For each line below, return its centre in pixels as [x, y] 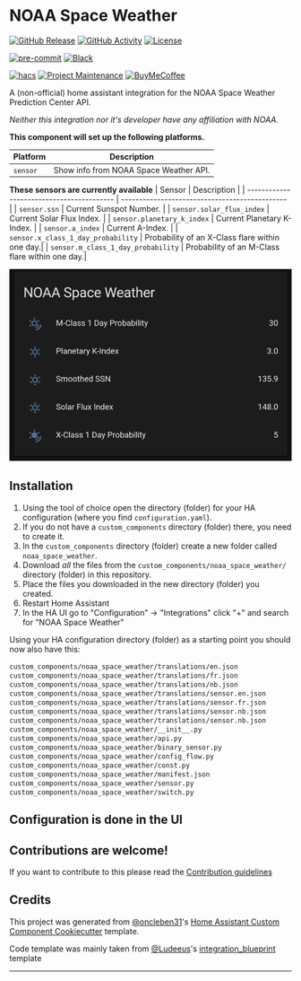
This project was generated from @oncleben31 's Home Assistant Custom [145, 922]
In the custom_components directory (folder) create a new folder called [150, 546]
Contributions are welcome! [89, 850]
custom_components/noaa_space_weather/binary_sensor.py [116, 747]
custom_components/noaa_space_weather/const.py [100, 765]
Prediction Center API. [50, 102]
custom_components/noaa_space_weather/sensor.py [102, 783]
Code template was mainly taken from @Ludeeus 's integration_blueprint [142, 949]
